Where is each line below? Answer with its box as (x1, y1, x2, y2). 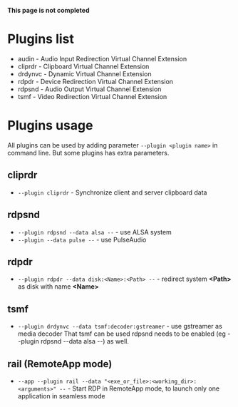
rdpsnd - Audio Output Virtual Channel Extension (17, 85, 162, 93)
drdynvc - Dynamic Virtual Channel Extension (17, 69, 152, 78)
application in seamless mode (17, 391, 105, 400)
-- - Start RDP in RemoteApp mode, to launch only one (59, 384, 220, 393)
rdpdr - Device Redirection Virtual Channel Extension (17, 77, 173, 86)
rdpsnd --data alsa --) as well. (40, 337, 130, 346)
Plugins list (7, 31, 75, 47)
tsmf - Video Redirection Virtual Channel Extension (17, 92, 167, 101)
